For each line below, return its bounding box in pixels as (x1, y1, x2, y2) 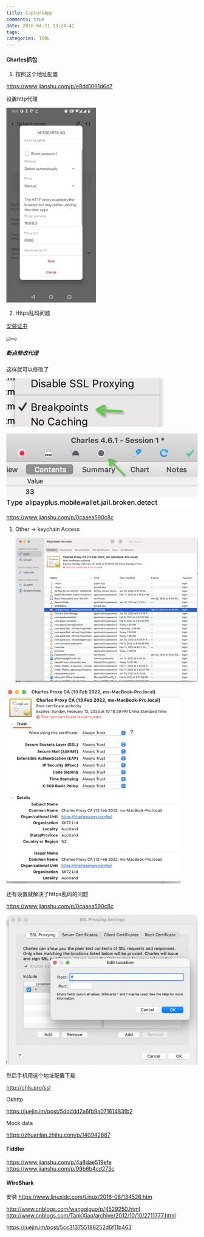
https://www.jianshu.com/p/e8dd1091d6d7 (6, 83, 113, 90)
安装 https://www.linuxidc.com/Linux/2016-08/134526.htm (6, 1193, 153, 1200)
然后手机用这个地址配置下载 (6, 1071, 76, 1079)
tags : (6, 29, 20, 35)
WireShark (6, 1179, 35, 1186)
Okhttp (6, 1096, 24, 1103)
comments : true (6, 16, 45, 23)
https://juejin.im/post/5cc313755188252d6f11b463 (6, 1224, 132, 1231)
